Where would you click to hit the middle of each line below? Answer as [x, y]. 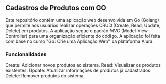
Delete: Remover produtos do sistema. [45, 76]
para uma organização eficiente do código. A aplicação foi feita [94, 36]
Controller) [16, 36]
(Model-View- [135, 31]
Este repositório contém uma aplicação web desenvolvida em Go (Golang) [82, 20]
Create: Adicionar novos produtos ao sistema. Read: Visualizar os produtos [83, 65]
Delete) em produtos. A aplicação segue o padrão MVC [63, 31]
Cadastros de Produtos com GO [56, 8]
